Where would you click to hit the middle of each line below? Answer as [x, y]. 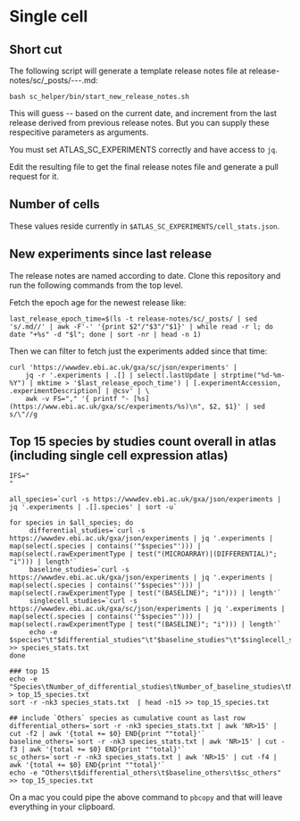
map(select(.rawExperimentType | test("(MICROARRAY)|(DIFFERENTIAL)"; [143, 554]
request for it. [34, 176]
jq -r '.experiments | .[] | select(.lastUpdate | [121, 375]
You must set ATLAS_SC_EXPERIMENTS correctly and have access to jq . [144, 150]
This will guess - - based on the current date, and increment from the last [143, 113]
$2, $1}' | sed [237, 406]
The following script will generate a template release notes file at [128, 71]
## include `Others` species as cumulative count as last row [127, 718]
